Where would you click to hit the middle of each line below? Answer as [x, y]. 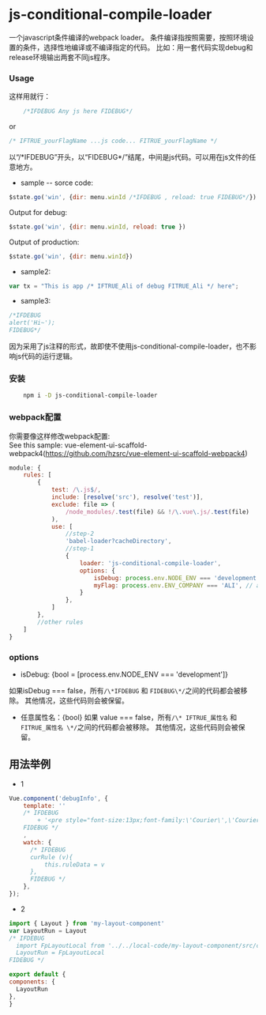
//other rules [60, 622]
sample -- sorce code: [57, 183]
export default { [37, 975]
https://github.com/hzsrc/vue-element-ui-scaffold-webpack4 [145, 453]
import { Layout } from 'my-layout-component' [87, 923]
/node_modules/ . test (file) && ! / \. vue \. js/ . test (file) [157, 511]
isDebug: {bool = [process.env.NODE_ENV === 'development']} [124, 674]
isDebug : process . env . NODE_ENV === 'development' [177, 578]
